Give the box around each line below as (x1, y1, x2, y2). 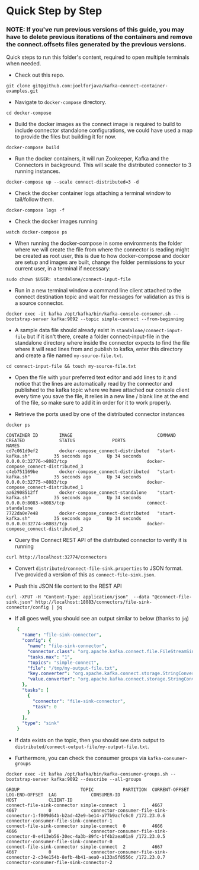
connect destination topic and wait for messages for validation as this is (14, 293, 190, 301)
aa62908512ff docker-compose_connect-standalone (6, 490, 147, 496)
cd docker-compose (6, 110, 52, 116)
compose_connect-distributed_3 (6, 464, 84, 470)
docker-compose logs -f (6, 207, 65, 213)
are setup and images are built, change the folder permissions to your (14, 259, 185, 266)
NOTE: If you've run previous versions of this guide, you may (6, 26, 185, 34)
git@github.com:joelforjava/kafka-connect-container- (32, 83, 168, 89)
